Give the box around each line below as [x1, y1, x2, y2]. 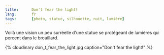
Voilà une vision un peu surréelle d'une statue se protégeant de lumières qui [5, 30, 160, 36]
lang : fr [5, 12, 36, 17]
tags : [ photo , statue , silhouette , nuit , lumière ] [5, 16, 125, 21]
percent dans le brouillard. [5, 35, 59, 41]
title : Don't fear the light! [5, 7, 78, 12]
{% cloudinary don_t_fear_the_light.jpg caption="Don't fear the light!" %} [5, 45, 153, 51]
